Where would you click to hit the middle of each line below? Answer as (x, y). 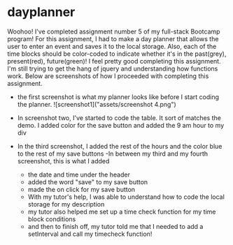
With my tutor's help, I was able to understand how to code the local (126, 197)
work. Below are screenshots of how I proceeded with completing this (108, 76)
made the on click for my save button (81, 189)
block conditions (52, 219)
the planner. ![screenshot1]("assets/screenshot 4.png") (97, 104)
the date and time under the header (79, 175)
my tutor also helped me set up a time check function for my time (122, 211)
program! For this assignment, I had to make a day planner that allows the (113, 38)
